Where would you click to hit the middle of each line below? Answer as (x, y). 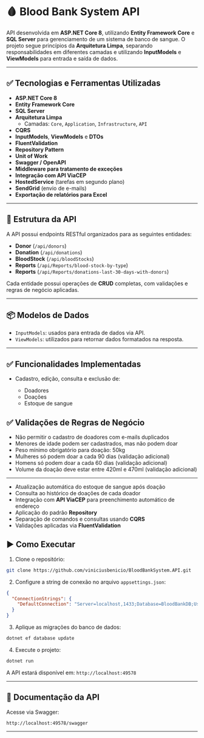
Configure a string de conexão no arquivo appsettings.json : (90, 582)
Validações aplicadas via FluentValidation (68, 525)
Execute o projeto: (38, 649)
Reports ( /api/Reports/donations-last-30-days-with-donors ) (92, 271)
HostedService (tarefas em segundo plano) (70, 181)
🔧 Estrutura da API (42, 219)
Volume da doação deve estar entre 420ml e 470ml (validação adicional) (106, 469)
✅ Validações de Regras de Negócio (76, 422)
